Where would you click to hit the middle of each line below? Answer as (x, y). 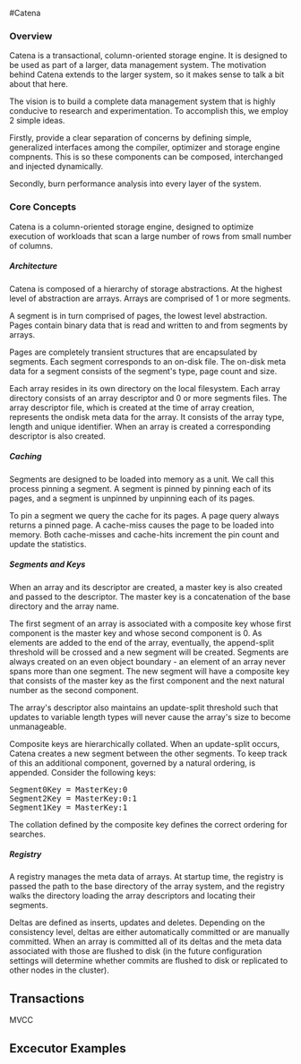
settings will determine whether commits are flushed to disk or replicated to (149, 961)
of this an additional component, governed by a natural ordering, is (133, 763)
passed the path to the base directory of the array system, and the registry (147, 887)
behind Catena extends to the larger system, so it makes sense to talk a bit (147, 74)
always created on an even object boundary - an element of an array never (147, 661)
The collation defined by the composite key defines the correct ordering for (149, 824)
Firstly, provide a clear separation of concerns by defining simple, (131, 138)
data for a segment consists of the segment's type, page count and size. (143, 371)
